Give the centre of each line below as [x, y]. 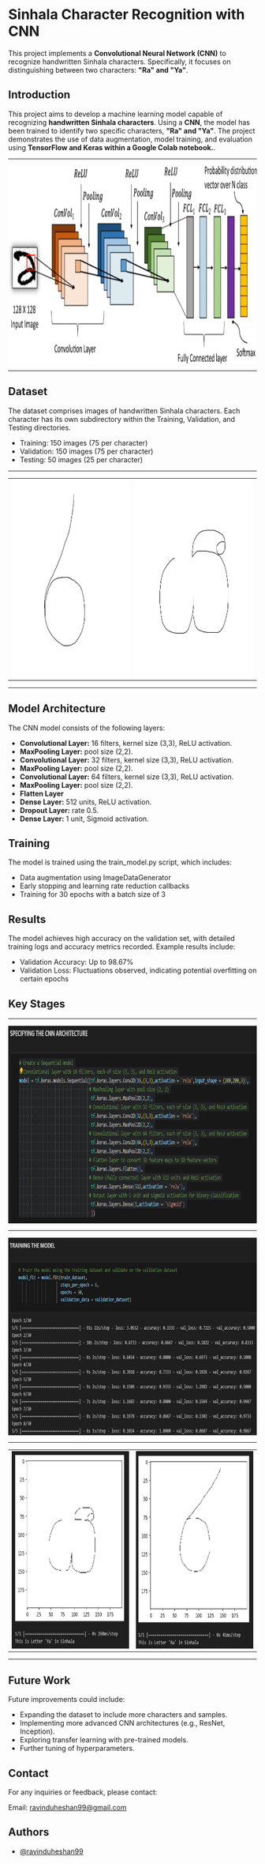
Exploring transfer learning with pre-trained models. [104, 1740]
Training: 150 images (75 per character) [84, 442]
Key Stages [37, 1004]
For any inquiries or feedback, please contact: [83, 1792]
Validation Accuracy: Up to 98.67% [77, 962]
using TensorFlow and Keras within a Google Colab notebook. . [112, 147]
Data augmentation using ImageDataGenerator [95, 878]
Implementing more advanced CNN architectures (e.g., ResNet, [122, 1723]
